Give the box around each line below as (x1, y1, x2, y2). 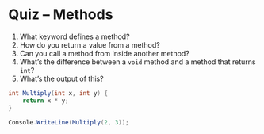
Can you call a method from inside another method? (19, 48, 190, 58)
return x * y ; (22, 97, 69, 105)
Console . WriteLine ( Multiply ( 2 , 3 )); (8, 118, 129, 126)
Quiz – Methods (8, 6, 113, 24)
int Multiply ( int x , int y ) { (8, 89, 109, 97)
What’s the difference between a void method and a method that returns (19, 57, 256, 67)
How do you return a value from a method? (19, 40, 160, 49)
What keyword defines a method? (19, 32, 130, 41)
